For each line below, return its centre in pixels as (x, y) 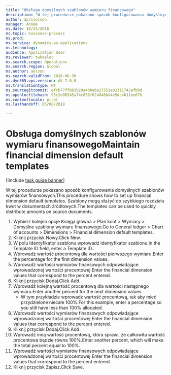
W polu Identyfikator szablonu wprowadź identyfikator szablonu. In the (87, 243)
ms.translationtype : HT (31, 85)
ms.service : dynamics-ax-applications (47, 43)
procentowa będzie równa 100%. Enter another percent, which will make (88, 340)
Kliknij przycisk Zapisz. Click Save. (48, 367)
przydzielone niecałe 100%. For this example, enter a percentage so (91, 302)
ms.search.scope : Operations (37, 62)
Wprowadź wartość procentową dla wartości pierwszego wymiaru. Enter (88, 254)
